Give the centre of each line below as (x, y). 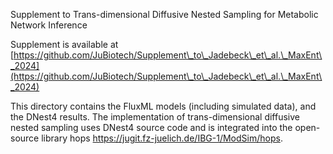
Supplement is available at (64, 44)
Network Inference (49, 25)
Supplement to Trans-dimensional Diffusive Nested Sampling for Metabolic (164, 14)
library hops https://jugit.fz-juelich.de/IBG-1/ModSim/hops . (162, 138)
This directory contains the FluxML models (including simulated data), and (163, 106)
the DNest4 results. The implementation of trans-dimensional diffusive (155, 117)
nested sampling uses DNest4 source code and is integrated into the (151, 127)
